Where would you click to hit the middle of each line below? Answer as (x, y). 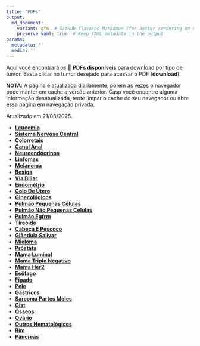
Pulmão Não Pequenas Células (54, 210)
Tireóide (26, 223)
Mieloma (26, 242)
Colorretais (29, 140)
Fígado (24, 279)
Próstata (26, 248)
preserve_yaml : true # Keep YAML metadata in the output (90, 34)
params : (16, 39)
